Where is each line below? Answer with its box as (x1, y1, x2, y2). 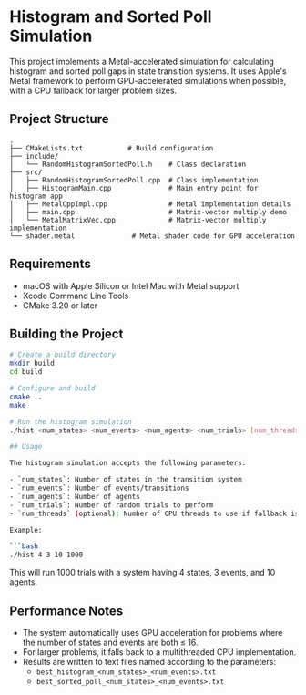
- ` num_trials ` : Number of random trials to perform (9, 500, 214, 510)
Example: (9, 525, 43, 534)
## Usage (9, 442, 43, 451)
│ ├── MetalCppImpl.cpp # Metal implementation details (9, 199, 291, 209)
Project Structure (9, 111, 109, 127)
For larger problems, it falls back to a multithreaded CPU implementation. (22, 646, 297, 658)
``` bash (9, 542, 39, 551)
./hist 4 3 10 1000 (9, 550, 84, 560)
